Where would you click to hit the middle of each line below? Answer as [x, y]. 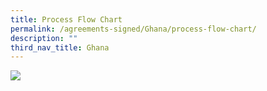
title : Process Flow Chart [66, 19]
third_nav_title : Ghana [60, 47]
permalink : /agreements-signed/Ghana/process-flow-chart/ [133, 29]
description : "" [44, 38]
